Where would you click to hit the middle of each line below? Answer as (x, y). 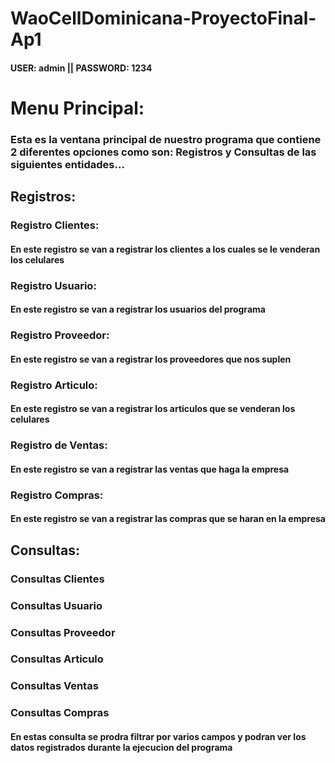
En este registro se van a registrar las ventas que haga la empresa (150, 469)
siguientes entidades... (67, 164)
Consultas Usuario (56, 605)
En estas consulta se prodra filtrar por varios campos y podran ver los (158, 736)
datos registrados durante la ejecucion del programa (121, 747)
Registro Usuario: (53, 285)
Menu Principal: (77, 108)
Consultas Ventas (54, 686)
